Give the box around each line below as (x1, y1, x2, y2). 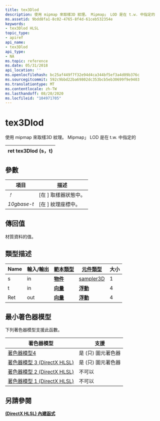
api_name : (5, 40, 26, 45)
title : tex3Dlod (5, 7, 39, 12)
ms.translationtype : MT (5, 81, 55, 86)
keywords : (5, 21, 26, 26)
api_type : (5, 49, 26, 54)
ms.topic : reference (5, 58, 48, 63)
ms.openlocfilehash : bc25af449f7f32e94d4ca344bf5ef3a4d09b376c (5, 72, 140, 77)
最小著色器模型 (5, 313, 51, 321)
